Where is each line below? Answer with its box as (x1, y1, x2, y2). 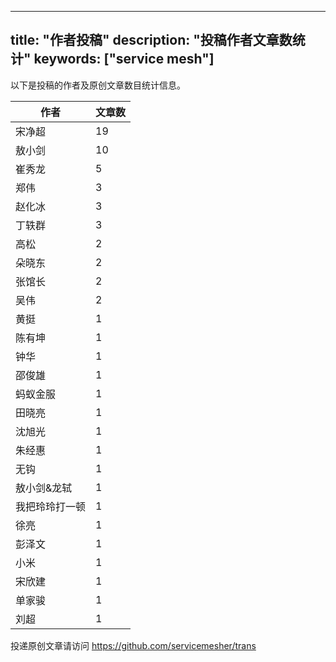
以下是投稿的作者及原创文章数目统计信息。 (10, 79, 186, 91)
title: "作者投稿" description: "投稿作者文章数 (10, 32, 293, 49)
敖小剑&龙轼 (15, 481, 73, 495)
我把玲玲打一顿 (15, 499, 87, 513)
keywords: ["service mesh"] (33, 51, 215, 68)
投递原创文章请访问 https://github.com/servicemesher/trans (10, 639, 257, 651)
